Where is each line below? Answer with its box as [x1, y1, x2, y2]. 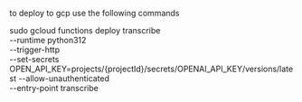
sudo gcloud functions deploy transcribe [9, 25, 161, 35]
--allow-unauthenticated [17, 73, 110, 84]
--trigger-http [9, 44, 61, 55]
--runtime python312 [9, 35, 87, 45]
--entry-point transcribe [9, 83, 99, 93]
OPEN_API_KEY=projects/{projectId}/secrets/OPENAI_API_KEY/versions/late [9, 63, 294, 74]
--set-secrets [9, 54, 60, 64]
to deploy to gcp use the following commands [9, 8, 180, 18]
